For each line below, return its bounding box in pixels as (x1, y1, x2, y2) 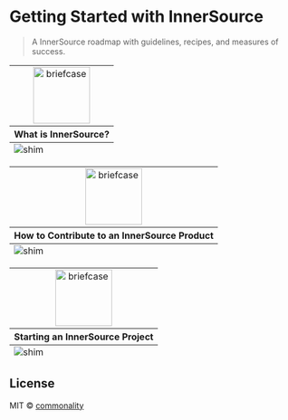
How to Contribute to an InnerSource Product (14, 229, 215, 242)
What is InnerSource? (14, 128, 110, 140)
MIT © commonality (9, 400, 84, 411)
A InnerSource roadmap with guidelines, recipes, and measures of (31, 36, 279, 47)
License (9, 376, 55, 391)
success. (31, 45, 66, 56)
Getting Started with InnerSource (9, 6, 264, 27)
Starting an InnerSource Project (14, 330, 154, 343)
